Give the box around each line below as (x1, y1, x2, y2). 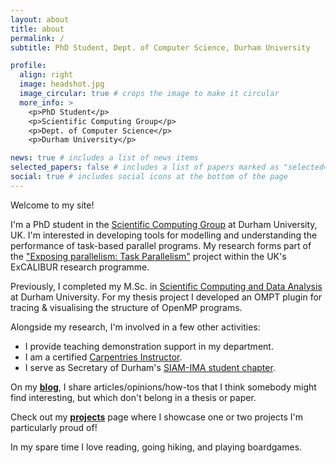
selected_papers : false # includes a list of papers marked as (10, 162, 280, 173)
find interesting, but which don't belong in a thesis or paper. (10, 391, 257, 403)
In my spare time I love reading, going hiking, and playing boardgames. (10, 441, 303, 453)
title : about (10, 24, 65, 34)
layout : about (10, 14, 70, 25)
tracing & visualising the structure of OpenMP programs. (10, 301, 243, 313)
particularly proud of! (10, 421, 98, 433)
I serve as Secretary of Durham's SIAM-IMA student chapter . (24, 361, 276, 373)
